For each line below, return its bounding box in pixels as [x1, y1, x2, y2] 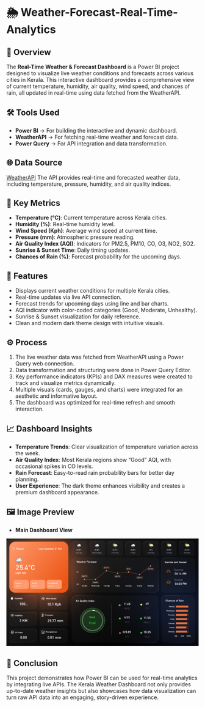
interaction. [15, 405, 44, 413]
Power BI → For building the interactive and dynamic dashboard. [15, 126, 178, 134]
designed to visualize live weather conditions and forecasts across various [6, 70, 194, 77]
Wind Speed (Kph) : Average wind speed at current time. [15, 227, 157, 235]
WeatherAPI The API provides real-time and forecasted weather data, [6, 174, 181, 181]
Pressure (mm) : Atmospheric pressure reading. [15, 233, 135, 241]
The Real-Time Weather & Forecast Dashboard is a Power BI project [6, 63, 179, 70]
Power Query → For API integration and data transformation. [15, 139, 168, 147]
